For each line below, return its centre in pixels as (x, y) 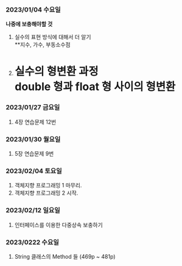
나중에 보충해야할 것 (29, 24)
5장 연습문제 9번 (34, 154)
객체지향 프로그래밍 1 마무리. (48, 185)
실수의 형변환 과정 (56, 72)
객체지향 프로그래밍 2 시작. (46, 193)
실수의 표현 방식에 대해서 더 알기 (53, 37)
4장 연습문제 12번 (35, 122)
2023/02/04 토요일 (34, 171)
